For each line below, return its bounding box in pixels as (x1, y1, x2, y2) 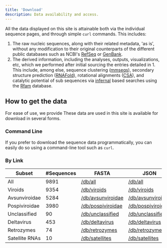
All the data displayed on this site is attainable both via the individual (5, 25, 145, 31)
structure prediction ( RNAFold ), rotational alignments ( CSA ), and (12, 72, 144, 78)
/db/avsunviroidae (81, 194, 124, 201)
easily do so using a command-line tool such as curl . (5, 145, 114, 151)
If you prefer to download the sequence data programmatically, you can (5, 139, 152, 145)
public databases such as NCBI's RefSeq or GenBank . (12, 51, 123, 57)
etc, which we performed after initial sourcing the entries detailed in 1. (12, 62, 156, 68)
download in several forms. (5, 115, 61, 122)
